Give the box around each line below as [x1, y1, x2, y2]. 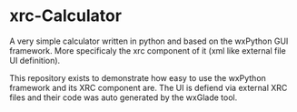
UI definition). [9, 55, 61, 66]
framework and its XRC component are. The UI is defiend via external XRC [9, 82, 288, 93]
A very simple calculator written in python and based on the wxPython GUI [9, 36, 289, 46]
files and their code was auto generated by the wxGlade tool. [9, 92, 238, 103]
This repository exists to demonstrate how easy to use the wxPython [9, 72, 266, 83]
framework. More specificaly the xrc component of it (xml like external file [9, 45, 286, 56]
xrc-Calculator [9, 5, 123, 26]
